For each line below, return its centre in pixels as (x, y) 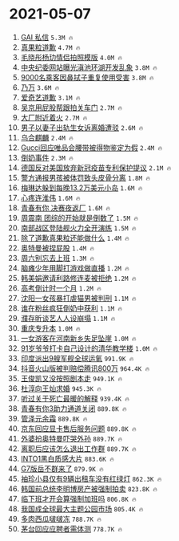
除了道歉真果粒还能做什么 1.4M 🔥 (75, 238)
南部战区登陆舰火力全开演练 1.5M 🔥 (78, 228)
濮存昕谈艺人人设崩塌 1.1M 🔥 (68, 318)
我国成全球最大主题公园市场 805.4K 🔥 (82, 508)
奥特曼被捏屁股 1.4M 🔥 (58, 248)
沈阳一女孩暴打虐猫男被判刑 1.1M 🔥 (78, 298)
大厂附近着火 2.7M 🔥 (54, 117)
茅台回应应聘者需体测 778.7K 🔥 (72, 529)
